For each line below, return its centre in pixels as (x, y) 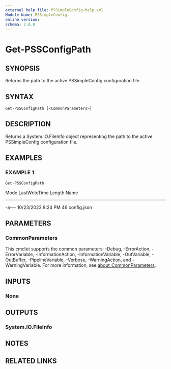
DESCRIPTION (28, 124)
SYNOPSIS (23, 68)
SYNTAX (20, 97)
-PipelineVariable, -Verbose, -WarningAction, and (79, 260)
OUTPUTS (22, 312)
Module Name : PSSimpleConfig (36, 15)
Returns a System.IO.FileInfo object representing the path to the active (79, 136)
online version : (22, 19)
